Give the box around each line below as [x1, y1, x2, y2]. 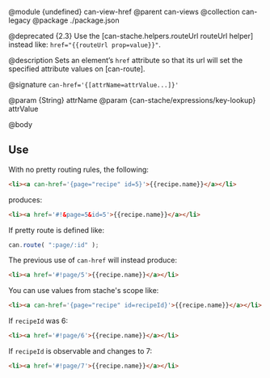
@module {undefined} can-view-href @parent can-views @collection [8, 7, 240, 16]
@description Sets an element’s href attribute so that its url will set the [8, 56, 243, 65]
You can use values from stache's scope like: [8, 286, 159, 295]
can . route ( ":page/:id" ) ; [8, 240, 99, 249]
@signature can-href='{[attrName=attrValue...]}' [8, 80, 179, 89]
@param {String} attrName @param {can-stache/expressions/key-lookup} [8, 96, 256, 104]
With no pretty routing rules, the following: [8, 164, 150, 174]
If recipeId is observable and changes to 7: [8, 346, 152, 356]
